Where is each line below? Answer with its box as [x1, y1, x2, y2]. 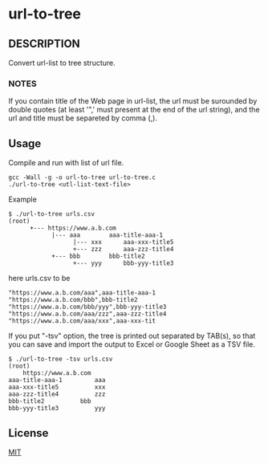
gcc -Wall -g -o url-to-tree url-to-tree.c [8, 173, 156, 181]
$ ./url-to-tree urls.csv [8, 210, 95, 218]
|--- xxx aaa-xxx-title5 [72, 238, 174, 246]
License [8, 426, 49, 440]
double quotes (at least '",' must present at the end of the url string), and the [8, 105, 260, 115]
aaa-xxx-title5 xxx [8, 383, 106, 392]
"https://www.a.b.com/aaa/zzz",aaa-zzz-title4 [8, 310, 167, 318]
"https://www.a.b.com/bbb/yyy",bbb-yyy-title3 [8, 303, 167, 311]
